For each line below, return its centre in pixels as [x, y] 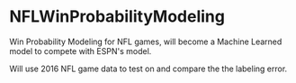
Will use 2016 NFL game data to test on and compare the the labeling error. [148, 69]
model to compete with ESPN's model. [81, 51]
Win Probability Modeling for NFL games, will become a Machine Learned [146, 41]
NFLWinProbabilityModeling [117, 17]
